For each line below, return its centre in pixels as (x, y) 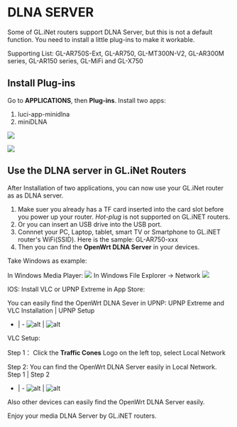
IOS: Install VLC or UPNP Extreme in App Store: (76, 289)
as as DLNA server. (35, 195)
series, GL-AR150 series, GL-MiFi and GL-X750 (75, 60)
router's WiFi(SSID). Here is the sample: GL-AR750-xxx (98, 239)
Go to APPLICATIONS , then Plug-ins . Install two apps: (87, 100)
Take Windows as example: (47, 261)
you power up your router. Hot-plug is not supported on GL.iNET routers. (124, 217)
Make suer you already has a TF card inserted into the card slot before (121, 209)
